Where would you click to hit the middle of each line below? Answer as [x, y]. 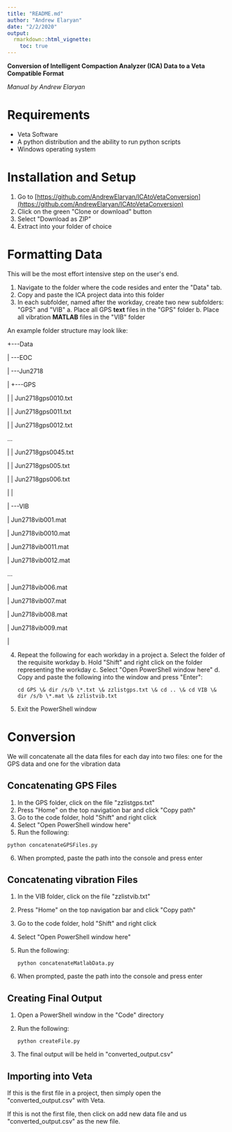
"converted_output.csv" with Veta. [56, 1100]
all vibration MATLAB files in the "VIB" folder [81, 317]
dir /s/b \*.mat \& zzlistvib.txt [67, 696]
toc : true [34, 46]
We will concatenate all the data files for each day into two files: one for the [115, 756]
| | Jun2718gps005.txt [39, 465]
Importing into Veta [50, 1076]
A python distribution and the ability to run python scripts [99, 142]
